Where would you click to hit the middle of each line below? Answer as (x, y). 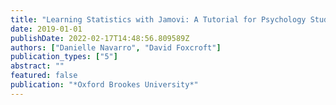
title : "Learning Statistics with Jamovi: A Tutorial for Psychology (158, 19)
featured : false (44, 76)
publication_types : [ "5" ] (64, 57)
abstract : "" (37, 66)
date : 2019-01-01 (46, 29)
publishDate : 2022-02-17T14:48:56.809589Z (100, 38)
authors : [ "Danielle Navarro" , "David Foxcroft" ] (116, 47)
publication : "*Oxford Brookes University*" (104, 85)
